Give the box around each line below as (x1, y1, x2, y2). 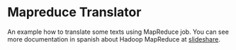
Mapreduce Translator (7, 4, 142, 20)
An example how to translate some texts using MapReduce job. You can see (7, 27, 229, 36)
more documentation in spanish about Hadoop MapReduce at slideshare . (7, 35, 221, 43)
